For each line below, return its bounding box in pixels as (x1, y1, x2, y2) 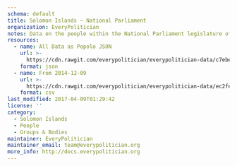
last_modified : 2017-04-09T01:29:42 (7, 96, 115, 103)
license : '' (7, 102, 42, 109)
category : (7, 109, 37, 116)
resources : (7, 37, 39, 44)
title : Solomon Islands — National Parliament (7, 17, 147, 24)
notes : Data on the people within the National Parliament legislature (7, 30, 222, 37)
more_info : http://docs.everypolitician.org (7, 148, 140, 155)
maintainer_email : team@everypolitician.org (7, 142, 140, 149)
